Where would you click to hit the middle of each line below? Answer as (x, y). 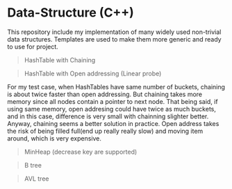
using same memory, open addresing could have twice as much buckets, (112, 109)
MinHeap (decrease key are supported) (81, 152)
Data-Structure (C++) (71, 13)
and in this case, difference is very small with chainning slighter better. (108, 116)
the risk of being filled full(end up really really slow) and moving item (105, 131)
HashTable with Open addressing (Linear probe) (93, 73)
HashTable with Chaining (60, 60)
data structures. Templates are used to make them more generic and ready (114, 39)
